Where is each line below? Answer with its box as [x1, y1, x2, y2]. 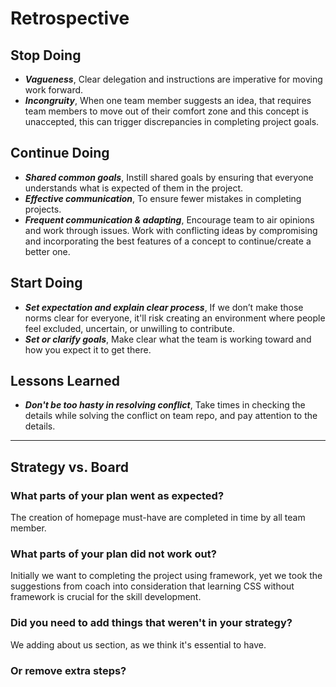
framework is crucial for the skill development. [10, 591, 202, 603]
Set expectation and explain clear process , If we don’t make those [24, 301, 304, 313]
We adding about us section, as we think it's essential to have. [10, 638, 267, 651]
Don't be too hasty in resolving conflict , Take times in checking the [24, 399, 306, 411]
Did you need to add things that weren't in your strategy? [10, 616, 293, 630]
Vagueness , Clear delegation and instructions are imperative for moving [24, 73, 323, 85]
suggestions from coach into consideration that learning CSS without [10, 580, 295, 592]
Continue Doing [10, 145, 110, 162]
